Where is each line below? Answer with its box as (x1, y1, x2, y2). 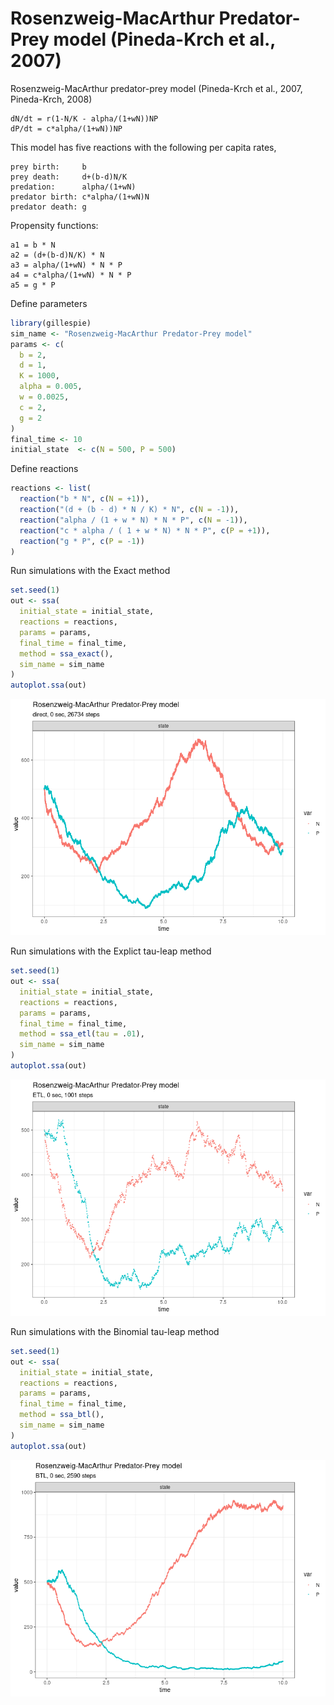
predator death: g (10, 202, 87, 212)
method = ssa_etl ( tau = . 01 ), (19, 1029, 145, 1039)
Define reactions (10, 463, 79, 475)
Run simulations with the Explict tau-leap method (10, 945, 212, 957)
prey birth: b (10, 162, 87, 172)
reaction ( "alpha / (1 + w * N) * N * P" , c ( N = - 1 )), (19, 515, 248, 525)
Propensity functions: (10, 219, 99, 231)
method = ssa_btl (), (19, 1410, 105, 1420)
